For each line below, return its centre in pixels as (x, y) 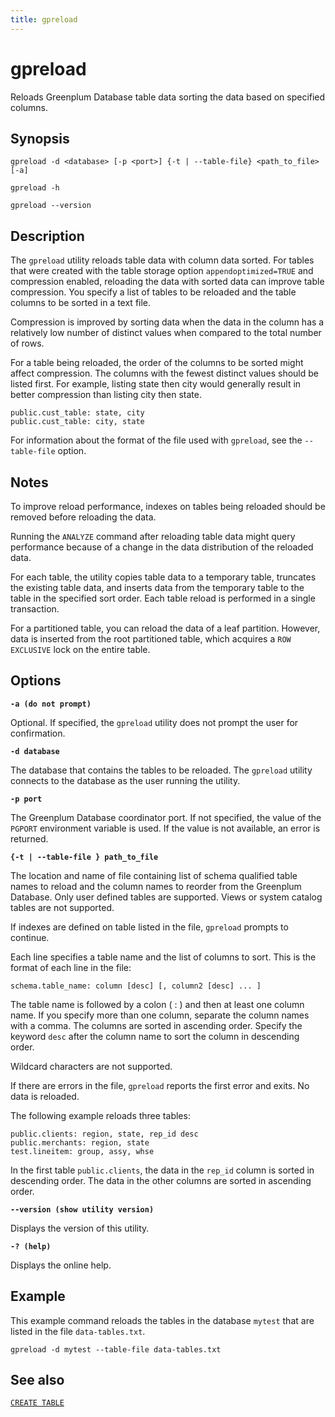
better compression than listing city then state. (106, 395)
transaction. (35, 609)
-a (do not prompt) (51, 704)
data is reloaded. (45, 1096)
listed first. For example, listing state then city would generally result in (156, 384)
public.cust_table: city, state (77, 422)
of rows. (27, 343)
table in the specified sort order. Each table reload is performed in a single (163, 598)
